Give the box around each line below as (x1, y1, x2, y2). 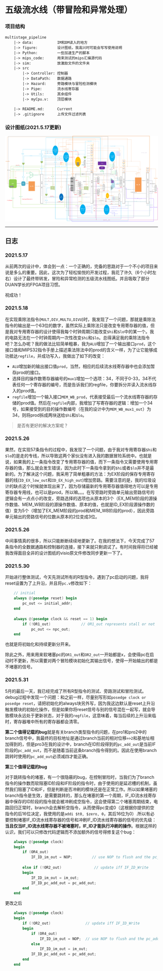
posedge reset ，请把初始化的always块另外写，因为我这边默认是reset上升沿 (5, 700, 155, 706)
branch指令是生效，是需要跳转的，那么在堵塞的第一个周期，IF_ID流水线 (5, 792, 148, 798)
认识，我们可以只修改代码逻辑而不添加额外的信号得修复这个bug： (5, 829, 136, 835)
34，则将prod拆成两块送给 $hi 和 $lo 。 (12, 412, 87, 418)
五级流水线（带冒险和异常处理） (5, 4, 133, 16)
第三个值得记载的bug (5, 764, 48, 769)
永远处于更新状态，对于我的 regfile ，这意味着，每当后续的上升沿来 (17, 712, 152, 718)
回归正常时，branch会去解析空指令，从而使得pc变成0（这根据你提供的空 (9, 805, 154, 810)
